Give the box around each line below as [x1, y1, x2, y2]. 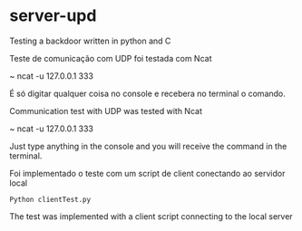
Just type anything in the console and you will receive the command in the [9, 140, 287, 151]
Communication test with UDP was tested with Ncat [9, 105, 202, 116]
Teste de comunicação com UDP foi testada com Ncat [9, 53, 212, 63]
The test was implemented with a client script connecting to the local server [9, 210, 293, 222]
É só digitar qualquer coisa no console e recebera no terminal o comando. [9, 88, 286, 99]
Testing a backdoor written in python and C [9, 35, 171, 46]
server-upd [9, 5, 97, 26]
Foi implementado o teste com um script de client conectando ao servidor [9, 168, 286, 178]
